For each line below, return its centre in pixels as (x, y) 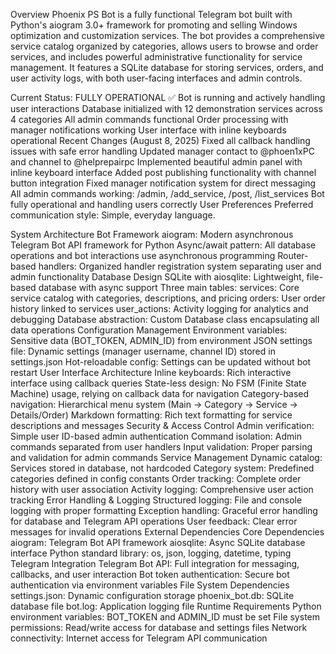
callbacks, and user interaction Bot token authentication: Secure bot (150, 574)
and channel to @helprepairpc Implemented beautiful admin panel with (156, 162)
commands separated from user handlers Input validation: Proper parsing (161, 447)
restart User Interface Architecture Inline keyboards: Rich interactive (151, 372)
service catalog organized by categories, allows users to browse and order (164, 46)
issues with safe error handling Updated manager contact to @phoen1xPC (162, 151)
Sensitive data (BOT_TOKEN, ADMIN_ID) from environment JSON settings (161, 340)
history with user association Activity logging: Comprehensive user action (162, 489)
